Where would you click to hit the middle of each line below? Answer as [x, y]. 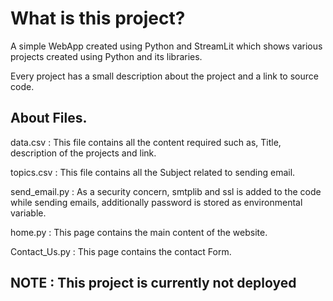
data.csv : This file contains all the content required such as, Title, [146, 142]
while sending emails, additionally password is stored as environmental [156, 202]
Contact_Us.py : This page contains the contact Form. [121, 251]
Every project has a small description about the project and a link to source [164, 76]
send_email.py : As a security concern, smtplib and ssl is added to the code [166, 191]
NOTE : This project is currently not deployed [153, 283]
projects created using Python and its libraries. [106, 56]
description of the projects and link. [83, 153]
